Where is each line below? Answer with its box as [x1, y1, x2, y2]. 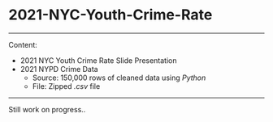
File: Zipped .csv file [32, 81, 101, 90]
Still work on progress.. [8, 104, 86, 114]
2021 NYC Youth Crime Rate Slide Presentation [19, 55, 177, 65]
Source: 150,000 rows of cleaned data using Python [32, 73, 206, 82]
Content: [8, 40, 38, 49]
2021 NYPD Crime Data [19, 64, 99, 74]
